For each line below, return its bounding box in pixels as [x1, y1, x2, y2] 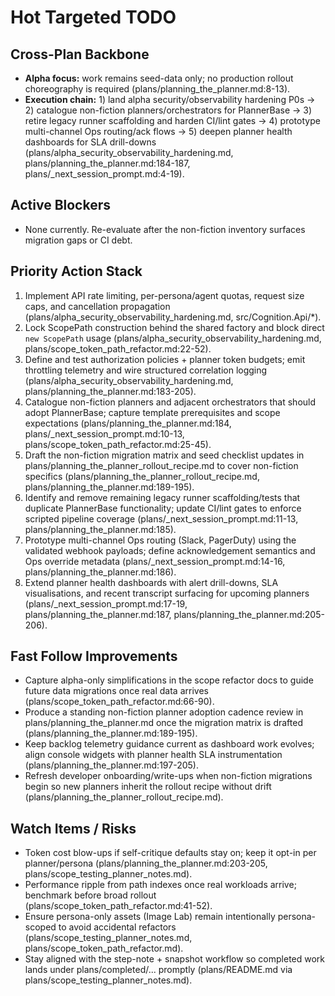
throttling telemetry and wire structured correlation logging [24, 364, 268, 376]
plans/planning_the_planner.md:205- [173, 608, 325, 620]
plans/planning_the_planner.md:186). [24, 566, 177, 578]
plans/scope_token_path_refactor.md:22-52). [24, 342, 212, 355]
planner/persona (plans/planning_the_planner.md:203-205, [24, 857, 268, 870]
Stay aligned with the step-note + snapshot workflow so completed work [24, 953, 326, 965]
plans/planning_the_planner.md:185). [24, 523, 177, 535]
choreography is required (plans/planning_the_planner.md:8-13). [24, 83, 291, 95]
